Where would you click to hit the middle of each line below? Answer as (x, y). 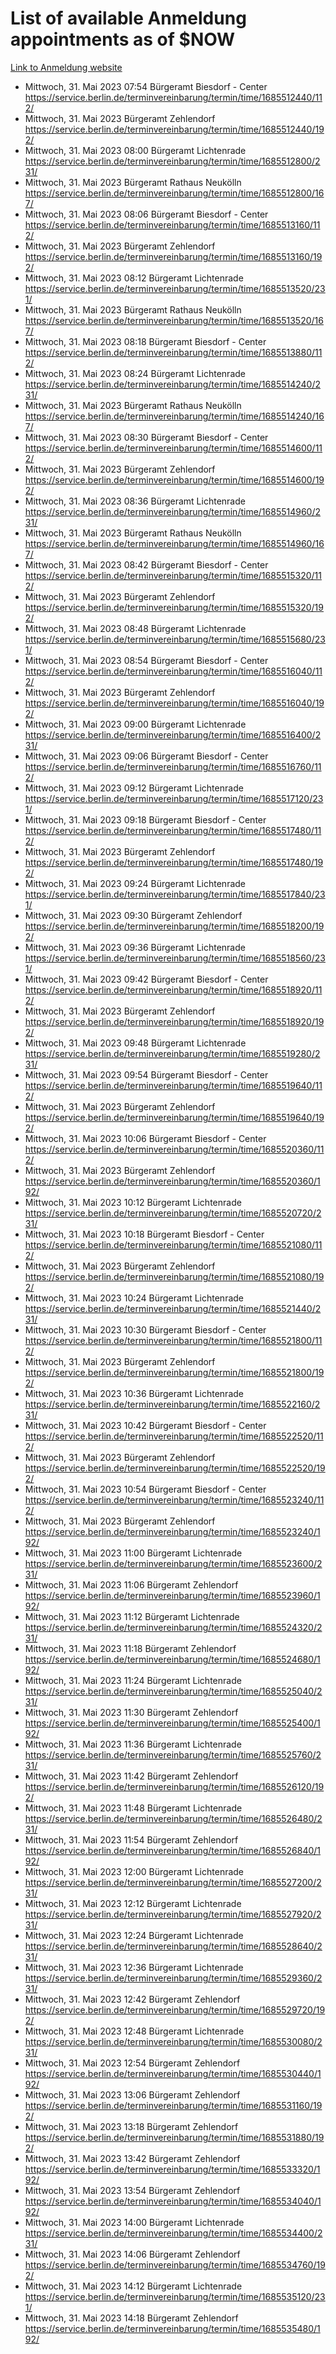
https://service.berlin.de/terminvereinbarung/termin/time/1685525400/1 (172, 1723)
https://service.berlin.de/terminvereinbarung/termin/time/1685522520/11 (174, 1436)
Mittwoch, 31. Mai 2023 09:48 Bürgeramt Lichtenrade (135, 1043)
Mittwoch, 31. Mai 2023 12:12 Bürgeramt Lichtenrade (133, 1903)
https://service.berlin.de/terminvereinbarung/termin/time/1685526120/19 (174, 1786)
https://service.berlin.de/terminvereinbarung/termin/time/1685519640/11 (173, 1085)
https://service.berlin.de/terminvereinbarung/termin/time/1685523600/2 (173, 1563)
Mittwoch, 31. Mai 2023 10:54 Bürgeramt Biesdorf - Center (145, 1489)
